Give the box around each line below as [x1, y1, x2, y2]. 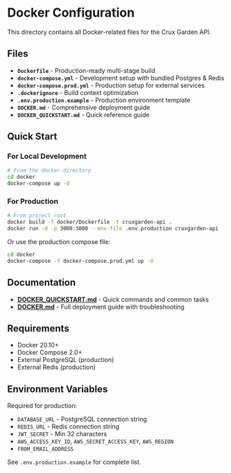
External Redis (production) [17, 363, 96, 372]
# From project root [7, 212, 67, 219]
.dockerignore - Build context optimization [17, 88, 139, 96]
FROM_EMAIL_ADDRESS [17, 446, 74, 453]
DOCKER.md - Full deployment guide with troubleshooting [17, 302, 185, 311]
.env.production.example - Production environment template [17, 96, 191, 104]
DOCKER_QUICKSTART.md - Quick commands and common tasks [17, 295, 209, 303]
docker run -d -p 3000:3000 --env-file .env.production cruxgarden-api [7, 225, 219, 232]
